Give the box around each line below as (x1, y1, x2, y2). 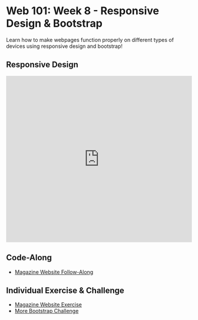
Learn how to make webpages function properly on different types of (6, 36, 174, 43)
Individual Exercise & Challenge (6, 285, 125, 295)
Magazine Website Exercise (14, 301, 82, 308)
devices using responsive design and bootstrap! (6, 43, 123, 50)
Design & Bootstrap (6, 17, 103, 30)
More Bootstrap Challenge (14, 308, 79, 315)
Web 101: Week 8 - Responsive (6, 4, 159, 18)
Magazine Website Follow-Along (14, 268, 94, 276)
